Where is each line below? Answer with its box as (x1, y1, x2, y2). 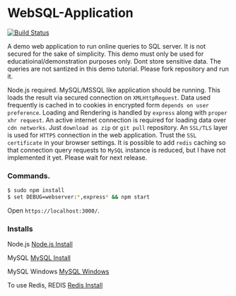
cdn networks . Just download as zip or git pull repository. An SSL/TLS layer (7, 123, 228, 131)
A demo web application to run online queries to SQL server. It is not (7, 42, 206, 50)
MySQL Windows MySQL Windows (7, 267, 110, 276)
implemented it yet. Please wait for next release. (7, 153, 148, 162)
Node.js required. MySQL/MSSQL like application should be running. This (7, 85, 220, 94)
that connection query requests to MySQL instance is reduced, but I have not (7, 146, 226, 154)
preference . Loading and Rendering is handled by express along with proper (7, 108, 228, 117)
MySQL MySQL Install (7, 254, 71, 262)
